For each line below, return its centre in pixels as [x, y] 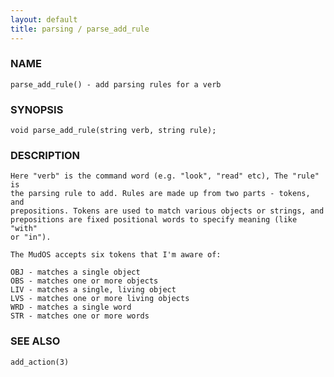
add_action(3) [40, 362]
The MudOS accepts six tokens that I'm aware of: [116, 255]
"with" [24, 229]
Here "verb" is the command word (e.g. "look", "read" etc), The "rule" [165, 176]
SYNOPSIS [37, 109]
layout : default [44, 19]
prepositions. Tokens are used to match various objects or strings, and [167, 211]
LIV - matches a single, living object [93, 290]
